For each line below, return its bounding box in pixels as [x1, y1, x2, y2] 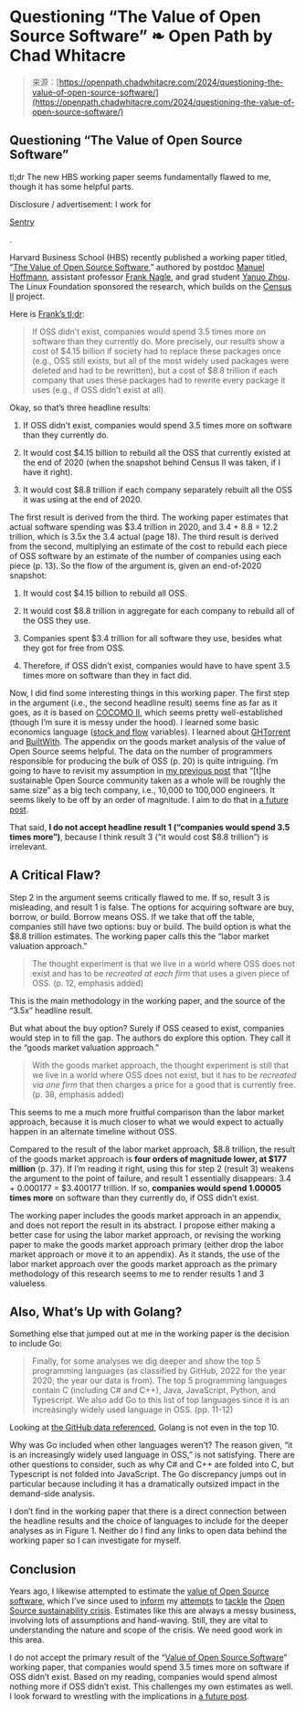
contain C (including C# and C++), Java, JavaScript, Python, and [31, 1385, 277, 1396]
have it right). [22, 466, 73, 477]
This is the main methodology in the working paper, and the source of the [9, 995, 286, 1006]
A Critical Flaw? [9, 868, 101, 883]
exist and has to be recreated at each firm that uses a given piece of [31, 967, 290, 978]
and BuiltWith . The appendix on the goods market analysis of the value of [9, 735, 286, 746]
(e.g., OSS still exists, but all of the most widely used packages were [31, 354, 290, 366]
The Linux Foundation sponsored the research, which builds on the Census [9, 280, 292, 291]
